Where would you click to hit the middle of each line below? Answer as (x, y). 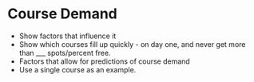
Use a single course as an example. (77, 69)
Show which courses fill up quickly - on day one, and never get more (132, 44)
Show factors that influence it (67, 36)
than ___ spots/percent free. (65, 53)
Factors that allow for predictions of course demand (105, 61)
